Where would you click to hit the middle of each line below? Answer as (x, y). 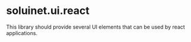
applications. (22, 33)
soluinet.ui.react (48, 11)
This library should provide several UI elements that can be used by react (95, 27)
